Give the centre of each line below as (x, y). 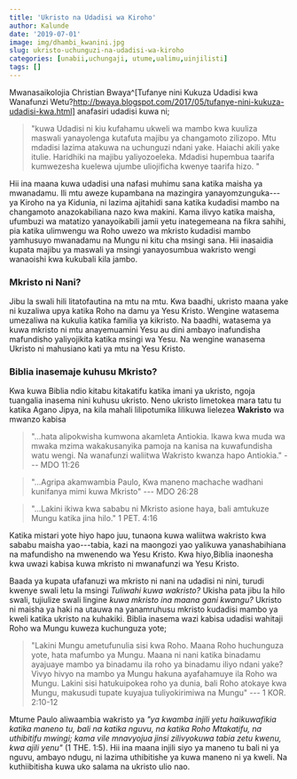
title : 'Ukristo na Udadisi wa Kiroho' (83, 17)
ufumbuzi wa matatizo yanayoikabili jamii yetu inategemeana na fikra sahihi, (148, 221)
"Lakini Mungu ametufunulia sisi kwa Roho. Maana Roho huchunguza (157, 646)
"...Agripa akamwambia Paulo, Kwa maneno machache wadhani (147, 482)
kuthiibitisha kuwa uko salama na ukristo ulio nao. (100, 767)
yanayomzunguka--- (242, 193)
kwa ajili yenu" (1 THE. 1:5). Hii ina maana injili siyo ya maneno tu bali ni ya (144, 748)
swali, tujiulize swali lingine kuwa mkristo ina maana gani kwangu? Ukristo (145, 600)
